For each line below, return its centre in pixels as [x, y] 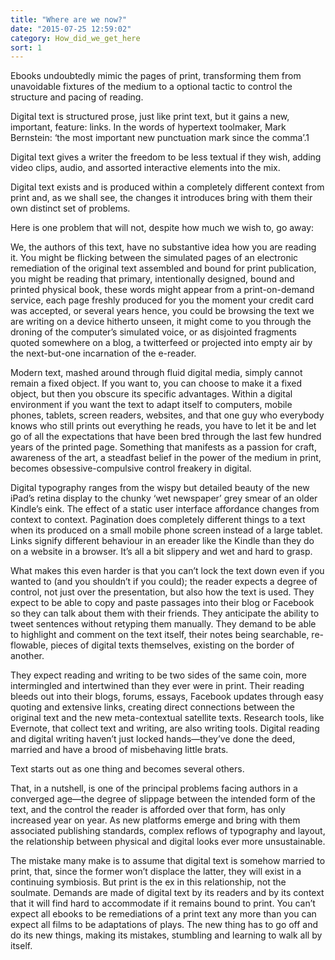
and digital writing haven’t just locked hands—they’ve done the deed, [153, 739]
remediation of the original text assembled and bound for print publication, [163, 268]
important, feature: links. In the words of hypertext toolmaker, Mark [148, 127]
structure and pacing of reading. [77, 97]
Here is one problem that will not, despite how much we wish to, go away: [162, 228]
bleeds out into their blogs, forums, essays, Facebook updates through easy [167, 697]
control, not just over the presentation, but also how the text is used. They [162, 592]
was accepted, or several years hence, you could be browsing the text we [162, 311]
